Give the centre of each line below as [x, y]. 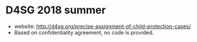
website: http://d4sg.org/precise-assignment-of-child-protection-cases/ [102, 26]
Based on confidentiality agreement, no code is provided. [84, 32]
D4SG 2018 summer [56, 10]
